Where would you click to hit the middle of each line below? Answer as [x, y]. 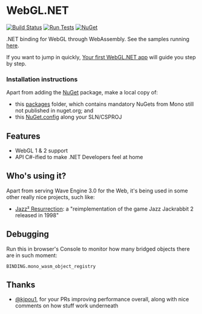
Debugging [28, 234]
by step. [16, 64]
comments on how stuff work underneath [67, 306]
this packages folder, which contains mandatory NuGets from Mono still [104, 104]
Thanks [21, 285]
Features [23, 136]
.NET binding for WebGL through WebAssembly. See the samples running [98, 39]
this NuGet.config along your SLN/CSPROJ [68, 117]
